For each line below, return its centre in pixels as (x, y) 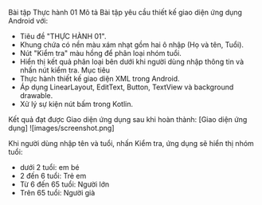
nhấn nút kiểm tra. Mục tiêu (65, 70)
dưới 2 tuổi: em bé (49, 167)
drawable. (36, 95)
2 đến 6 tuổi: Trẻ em (53, 176)
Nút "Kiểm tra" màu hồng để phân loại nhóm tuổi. (100, 53)
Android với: (28, 21)
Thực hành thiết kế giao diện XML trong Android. (100, 79)
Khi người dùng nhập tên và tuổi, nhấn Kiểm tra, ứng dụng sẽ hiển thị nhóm (131, 143)
